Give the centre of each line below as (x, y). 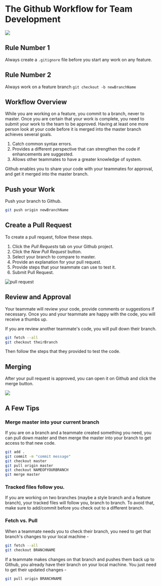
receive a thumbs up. (26, 319)
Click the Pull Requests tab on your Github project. (63, 246)
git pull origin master (29, 466)
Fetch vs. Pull (21, 521)
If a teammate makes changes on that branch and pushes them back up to (80, 559)
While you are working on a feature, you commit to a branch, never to (75, 114)
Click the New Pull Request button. (47, 252)
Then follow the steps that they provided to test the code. (63, 352)
